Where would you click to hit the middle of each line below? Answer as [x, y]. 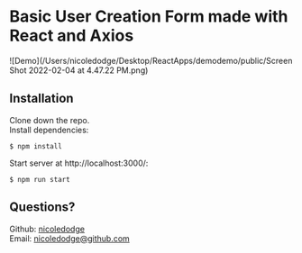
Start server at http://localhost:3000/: [79, 163]
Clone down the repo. [50, 120]
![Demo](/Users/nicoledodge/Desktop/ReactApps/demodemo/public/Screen [151, 60]
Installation [41, 99]
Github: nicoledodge [47, 229]
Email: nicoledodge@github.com [70, 238]
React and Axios [72, 36]
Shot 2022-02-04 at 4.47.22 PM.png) [79, 70]
